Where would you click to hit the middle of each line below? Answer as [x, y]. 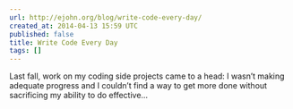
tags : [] [26, 51]
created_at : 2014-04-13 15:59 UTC [74, 26]
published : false [42, 34]
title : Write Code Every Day [64, 42]
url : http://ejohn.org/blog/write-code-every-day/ [106, 17]
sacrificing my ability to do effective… [79, 96]
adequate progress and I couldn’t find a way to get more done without [138, 86]
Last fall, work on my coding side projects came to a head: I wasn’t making [147, 76]
